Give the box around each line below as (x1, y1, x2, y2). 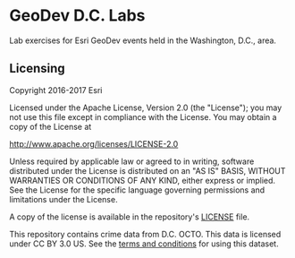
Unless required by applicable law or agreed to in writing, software (9, 156, 255, 167)
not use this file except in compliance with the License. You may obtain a (9, 111, 277, 122)
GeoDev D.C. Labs (9, 5, 146, 26)
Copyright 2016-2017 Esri (9, 84, 103, 95)
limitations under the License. (9, 193, 118, 204)
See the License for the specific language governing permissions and (9, 185, 265, 195)
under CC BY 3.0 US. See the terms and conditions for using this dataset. (9, 238, 279, 249)
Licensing (9, 61, 65, 76)
